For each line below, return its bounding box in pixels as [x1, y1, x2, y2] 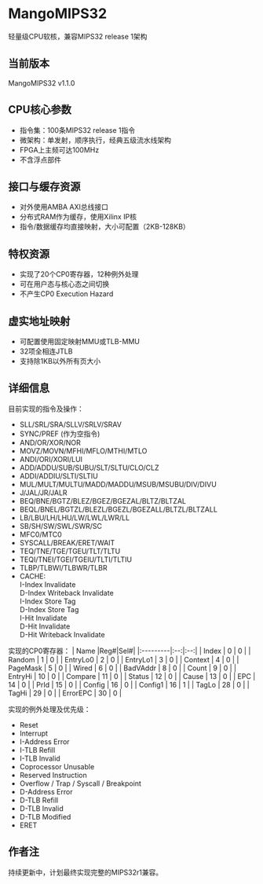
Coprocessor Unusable [19, 761, 95, 771]
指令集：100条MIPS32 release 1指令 [19, 125, 136, 134]
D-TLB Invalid [19, 803, 64, 813]
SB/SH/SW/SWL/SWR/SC [19, 521, 103, 530]
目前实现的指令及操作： [8, 404, 84, 413]
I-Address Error [19, 736, 70, 746]
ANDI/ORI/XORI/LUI [19, 454, 83, 464]
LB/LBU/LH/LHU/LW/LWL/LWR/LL [19, 512, 130, 523]
